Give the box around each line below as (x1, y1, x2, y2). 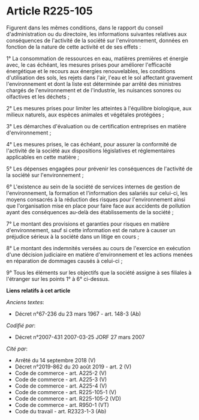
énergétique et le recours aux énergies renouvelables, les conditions (6, 67, 176, 74)
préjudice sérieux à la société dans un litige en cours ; (6, 233, 140, 240)
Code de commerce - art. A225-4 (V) (14, 382, 107, 389)
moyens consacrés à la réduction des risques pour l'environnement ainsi (6, 196, 186, 203)
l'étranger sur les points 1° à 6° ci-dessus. (6, 275, 110, 283)
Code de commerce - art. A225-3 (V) (14, 376, 107, 383)
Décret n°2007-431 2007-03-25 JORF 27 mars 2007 (14, 333, 145, 340)
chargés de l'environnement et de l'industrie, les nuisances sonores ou (6, 86, 181, 94)
